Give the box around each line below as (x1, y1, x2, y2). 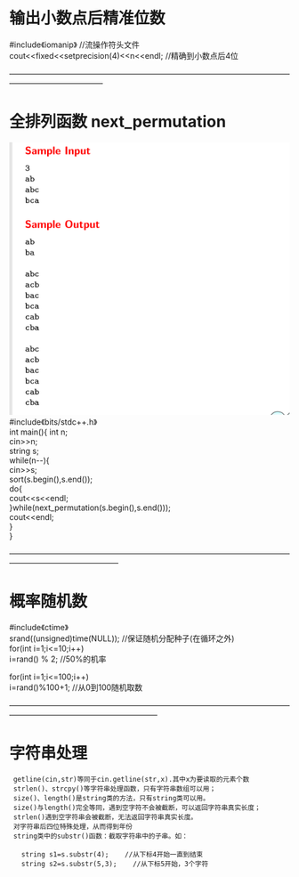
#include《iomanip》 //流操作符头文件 (9, 39, 140, 50)
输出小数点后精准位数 (9, 8, 166, 28)
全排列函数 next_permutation (9, 112, 227, 132)
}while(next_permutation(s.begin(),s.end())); (9, 502, 171, 513)
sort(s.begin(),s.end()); (9, 474, 93, 484)
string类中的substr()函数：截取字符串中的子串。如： (12, 832, 189, 840)
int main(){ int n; (9, 426, 69, 437)
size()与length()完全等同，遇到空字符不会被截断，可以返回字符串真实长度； (12, 803, 262, 812)
